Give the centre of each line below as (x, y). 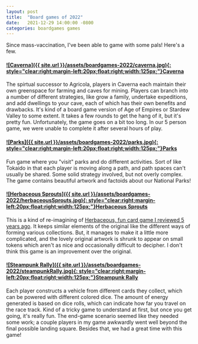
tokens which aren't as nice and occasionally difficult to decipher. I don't (94, 245)
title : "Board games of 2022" (45, 17)
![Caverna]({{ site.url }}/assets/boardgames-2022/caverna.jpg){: (89, 65)
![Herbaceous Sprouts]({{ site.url (48, 194)
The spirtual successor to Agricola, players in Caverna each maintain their (96, 84)
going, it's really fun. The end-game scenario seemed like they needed (92, 316)
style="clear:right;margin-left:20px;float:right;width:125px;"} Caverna (95, 71)
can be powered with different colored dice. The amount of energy (87, 297)
